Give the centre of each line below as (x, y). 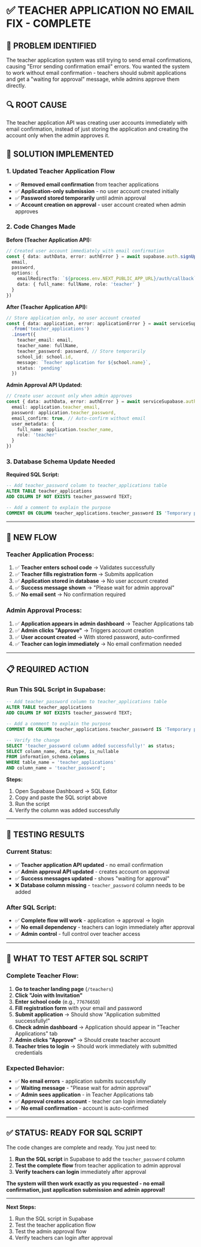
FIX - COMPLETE (49, 24)
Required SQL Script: (33, 475)
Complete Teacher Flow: (42, 976)
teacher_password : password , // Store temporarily (81, 351)
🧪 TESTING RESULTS (45, 835)
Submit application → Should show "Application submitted (87, 1014)
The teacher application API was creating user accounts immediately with (97, 122)
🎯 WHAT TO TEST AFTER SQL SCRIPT (77, 959)
